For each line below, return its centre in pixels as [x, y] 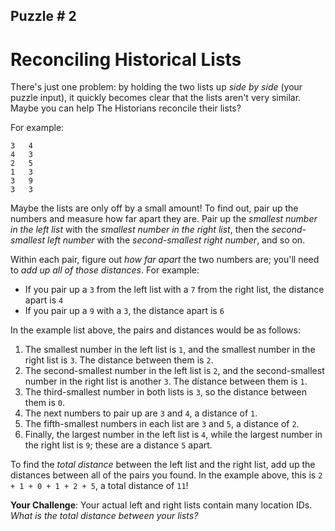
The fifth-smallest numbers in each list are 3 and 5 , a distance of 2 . [162, 424]
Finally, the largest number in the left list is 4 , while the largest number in [173, 435]
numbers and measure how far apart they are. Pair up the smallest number [164, 219]
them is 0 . [44, 403]
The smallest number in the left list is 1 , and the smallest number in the [170, 350]
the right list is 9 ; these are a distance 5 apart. [118, 445]
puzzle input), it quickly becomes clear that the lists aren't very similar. [156, 98]
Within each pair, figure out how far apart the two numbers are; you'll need [165, 260]
